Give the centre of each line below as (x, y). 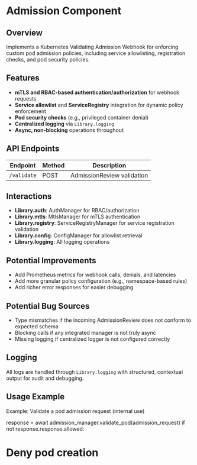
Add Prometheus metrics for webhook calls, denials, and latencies (95, 275)
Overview (25, 33)
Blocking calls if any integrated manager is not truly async (85, 333)
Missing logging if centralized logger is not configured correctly (92, 339)
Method (54, 165)
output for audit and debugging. (45, 378)
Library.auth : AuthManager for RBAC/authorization (77, 211)
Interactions (29, 196)
